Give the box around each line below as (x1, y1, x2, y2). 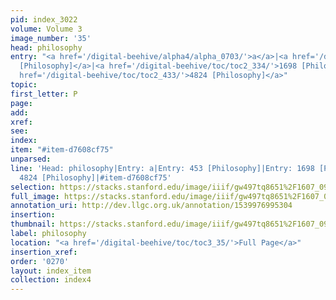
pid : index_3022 (10, 14, 78, 25)
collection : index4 (10, 275, 92, 285)
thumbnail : (10, 219, 56, 230)
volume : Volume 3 (10, 24, 83, 34)
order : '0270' (10, 256, 70, 266)
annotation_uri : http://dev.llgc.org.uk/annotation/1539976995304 (10, 201, 293, 211)
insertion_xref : (10, 247, 78, 257)
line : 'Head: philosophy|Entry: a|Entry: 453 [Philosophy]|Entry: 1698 (10, 163, 315, 173)
